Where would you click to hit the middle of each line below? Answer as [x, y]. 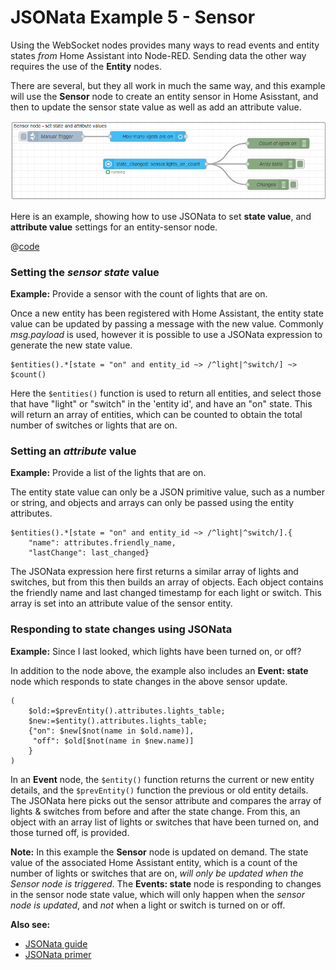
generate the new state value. [71, 345]
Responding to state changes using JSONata [121, 629]
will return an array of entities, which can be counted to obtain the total [156, 415]
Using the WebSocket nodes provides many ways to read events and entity [165, 45]
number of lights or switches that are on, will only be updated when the [157, 873]
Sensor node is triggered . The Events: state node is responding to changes [166, 883]
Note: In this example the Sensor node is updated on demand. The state [159, 852]
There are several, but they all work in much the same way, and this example [168, 85]
